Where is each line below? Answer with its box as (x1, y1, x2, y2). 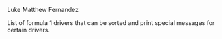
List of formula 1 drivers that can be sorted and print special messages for (7, 19, 215, 26)
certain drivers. (7, 26, 50, 34)
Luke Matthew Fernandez (7, 6, 79, 13)
